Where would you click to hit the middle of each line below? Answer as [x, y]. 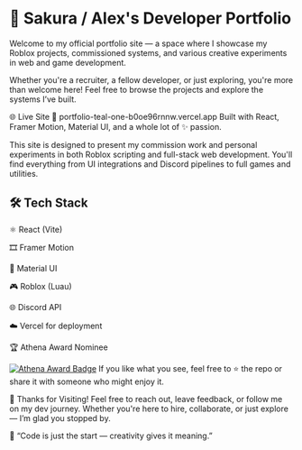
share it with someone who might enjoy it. [87, 381]
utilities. [24, 173]
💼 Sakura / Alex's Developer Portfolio [151, 18]
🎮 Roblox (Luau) [41, 286]
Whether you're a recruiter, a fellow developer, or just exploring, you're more [151, 79]
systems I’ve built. [43, 99]
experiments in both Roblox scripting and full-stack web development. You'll [151, 154]
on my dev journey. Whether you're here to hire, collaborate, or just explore [149, 409]
